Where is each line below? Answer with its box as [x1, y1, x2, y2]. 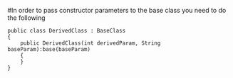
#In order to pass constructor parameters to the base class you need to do [7, 6, 227, 14]
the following [7, 13, 46, 22]
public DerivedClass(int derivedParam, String [20, 40, 161, 47]
